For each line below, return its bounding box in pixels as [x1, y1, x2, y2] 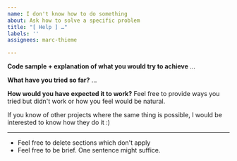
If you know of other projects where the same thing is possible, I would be [7, 111, 222, 119]
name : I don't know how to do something [7, 10, 128, 18]
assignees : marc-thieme [7, 37, 78, 44]
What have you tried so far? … [7, 76, 97, 85]
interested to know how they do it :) [7, 118, 111, 127]
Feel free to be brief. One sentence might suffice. [17, 146, 161, 155]
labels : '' [7, 30, 39, 37]
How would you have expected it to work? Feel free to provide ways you [7, 90, 220, 98]
